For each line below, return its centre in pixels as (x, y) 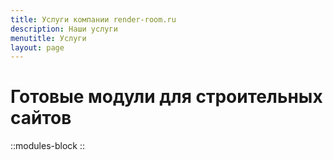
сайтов (41, 118)
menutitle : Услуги (48, 38)
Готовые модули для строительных (166, 97)
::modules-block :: (47, 146)
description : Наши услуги (64, 29)
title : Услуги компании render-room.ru (93, 19)
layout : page (37, 47)
